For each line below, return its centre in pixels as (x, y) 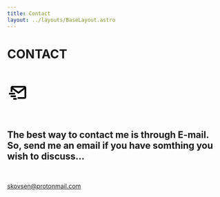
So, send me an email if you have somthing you (110, 145)
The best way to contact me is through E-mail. (108, 135)
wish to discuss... (46, 156)
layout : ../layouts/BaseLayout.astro (61, 20)
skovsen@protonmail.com (44, 186)
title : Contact (29, 13)
